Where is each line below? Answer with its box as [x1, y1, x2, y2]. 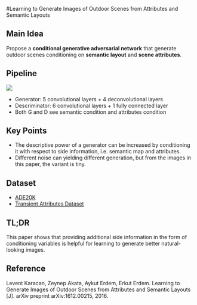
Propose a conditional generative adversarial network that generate [6, 44, 177, 52]
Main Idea [6, 29, 44, 39]
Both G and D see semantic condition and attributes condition [14, 108, 167, 116]
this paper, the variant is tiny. [14, 161, 87, 168]
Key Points [6, 126, 47, 136]
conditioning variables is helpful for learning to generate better [6, 240, 160, 247]
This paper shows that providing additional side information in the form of [6, 234, 187, 241]
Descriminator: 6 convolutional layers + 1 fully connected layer [14, 102, 168, 109]
